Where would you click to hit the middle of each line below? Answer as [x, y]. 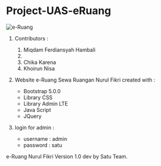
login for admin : [34, 127]
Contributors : [31, 38]
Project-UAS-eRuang [59, 11]
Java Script [37, 110]
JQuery [33, 116]
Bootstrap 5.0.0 [42, 91]
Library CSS [38, 97]
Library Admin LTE [46, 103]
